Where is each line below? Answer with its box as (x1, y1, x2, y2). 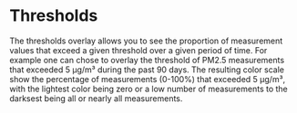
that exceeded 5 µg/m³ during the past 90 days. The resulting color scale (9, 64, 285, 75)
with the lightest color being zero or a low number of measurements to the (9, 83, 289, 94)
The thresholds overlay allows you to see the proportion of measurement (9, 35, 283, 46)
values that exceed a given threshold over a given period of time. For (9, 44, 268, 55)
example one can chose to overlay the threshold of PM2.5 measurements (9, 54, 285, 65)
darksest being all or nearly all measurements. (9, 92, 183, 104)
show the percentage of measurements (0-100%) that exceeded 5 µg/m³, (9, 73, 285, 84)
